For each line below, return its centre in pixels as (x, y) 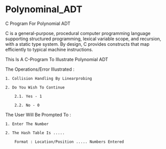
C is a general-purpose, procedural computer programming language (78, 33)
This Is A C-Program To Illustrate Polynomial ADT (57, 59)
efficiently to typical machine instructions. (49, 49)
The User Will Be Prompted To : (38, 114)
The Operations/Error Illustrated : (40, 69)
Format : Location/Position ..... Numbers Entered (69, 142)
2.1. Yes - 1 (28, 96)
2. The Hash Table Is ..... (35, 133)
